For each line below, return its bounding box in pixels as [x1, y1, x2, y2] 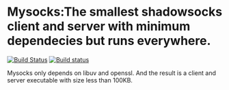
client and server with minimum [7, 18, 191, 34]
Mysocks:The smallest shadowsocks [7, 4, 223, 20]
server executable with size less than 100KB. [7, 76, 133, 84]
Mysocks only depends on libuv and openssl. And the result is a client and [7, 69, 217, 77]
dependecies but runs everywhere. [7, 33, 211, 48]
